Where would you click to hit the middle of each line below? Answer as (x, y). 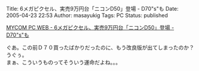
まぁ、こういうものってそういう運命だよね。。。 (64, 62)
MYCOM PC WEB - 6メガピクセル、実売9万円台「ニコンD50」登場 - (90, 28)
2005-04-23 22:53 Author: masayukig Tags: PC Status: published (87, 15)
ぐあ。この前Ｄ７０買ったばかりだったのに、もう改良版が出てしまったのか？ (100, 47)
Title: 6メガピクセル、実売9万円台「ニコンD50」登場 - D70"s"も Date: (93, 9)
